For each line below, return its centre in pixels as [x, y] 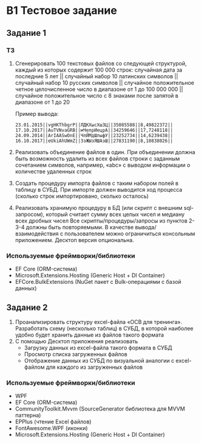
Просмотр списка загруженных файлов [76, 354]
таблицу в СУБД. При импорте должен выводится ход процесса [99, 189]
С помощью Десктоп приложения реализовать [77, 341]
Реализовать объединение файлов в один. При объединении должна [105, 152]
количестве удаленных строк [53, 171]
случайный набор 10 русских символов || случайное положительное [104, 82]
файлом [34, 367]
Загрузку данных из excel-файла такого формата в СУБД [98, 348]
